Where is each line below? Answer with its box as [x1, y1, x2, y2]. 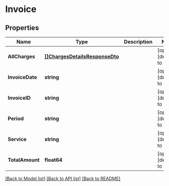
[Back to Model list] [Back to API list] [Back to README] [5, 175, 121, 181]
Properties [5, 24, 39, 32]
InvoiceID [8, 94, 31, 101]
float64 [44, 156, 63, 163]
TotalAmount [8, 156, 40, 163]
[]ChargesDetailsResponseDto [44, 53, 119, 60]
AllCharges [8, 53, 35, 60]
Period [8, 115, 24, 122]
